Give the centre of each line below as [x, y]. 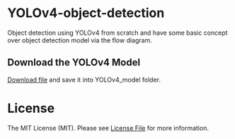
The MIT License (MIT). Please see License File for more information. [108, 128]
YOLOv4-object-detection [86, 13]
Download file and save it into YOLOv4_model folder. [84, 79]
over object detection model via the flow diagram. [80, 40]
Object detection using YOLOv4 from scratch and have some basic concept [117, 33]
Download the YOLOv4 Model [74, 63]
